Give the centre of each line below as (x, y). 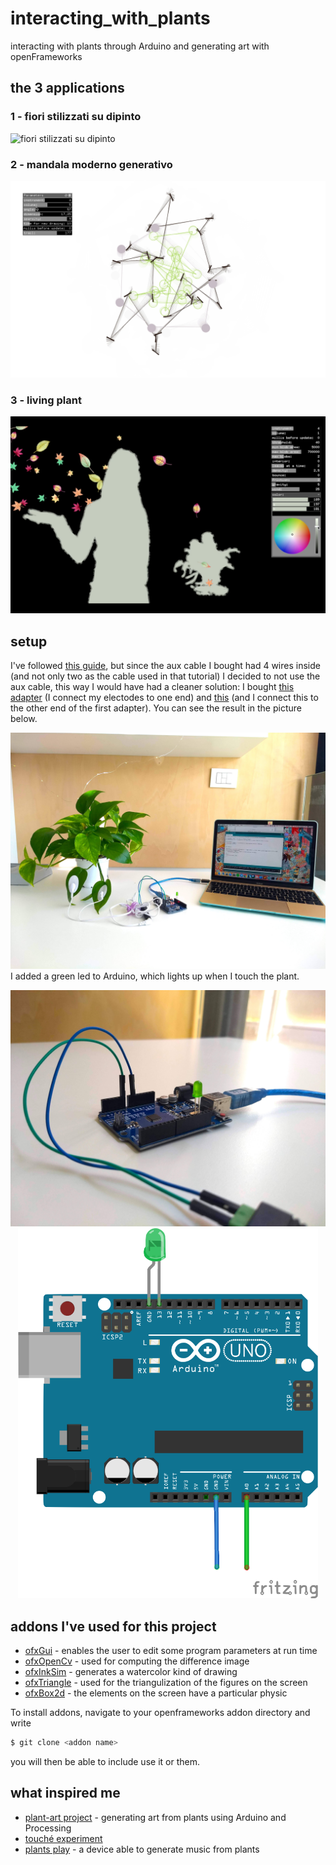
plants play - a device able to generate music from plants (142, 1849)
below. (24, 719)
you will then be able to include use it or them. (105, 1762)
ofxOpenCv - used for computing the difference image (137, 1661)
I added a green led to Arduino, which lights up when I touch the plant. (155, 976)
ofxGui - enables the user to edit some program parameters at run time (171, 1651)
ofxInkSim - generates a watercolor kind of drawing (131, 1672)
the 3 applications (67, 88)
